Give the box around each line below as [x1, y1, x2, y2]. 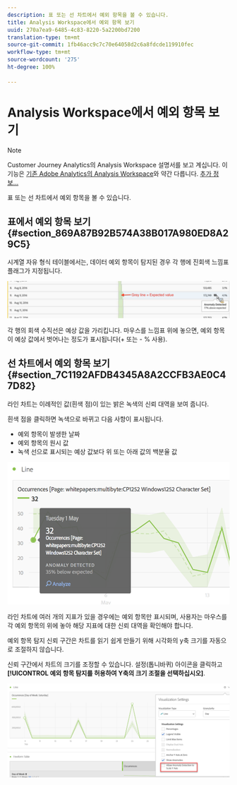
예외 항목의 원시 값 [17, 438, 69, 447]
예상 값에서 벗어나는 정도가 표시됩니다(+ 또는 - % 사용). [14, 335, 168, 344]
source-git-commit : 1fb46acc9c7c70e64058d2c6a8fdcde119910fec [7, 41, 194, 49]
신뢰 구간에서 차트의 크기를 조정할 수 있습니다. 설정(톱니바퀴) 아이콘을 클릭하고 [7, 660, 223, 669]
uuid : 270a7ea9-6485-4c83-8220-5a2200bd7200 [7, 26, 140, 33]
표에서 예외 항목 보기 [7, 215, 91, 227]
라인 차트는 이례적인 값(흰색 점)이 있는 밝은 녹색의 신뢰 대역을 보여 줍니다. [7, 400, 209, 408]
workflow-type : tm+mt [7, 49, 71, 56]
